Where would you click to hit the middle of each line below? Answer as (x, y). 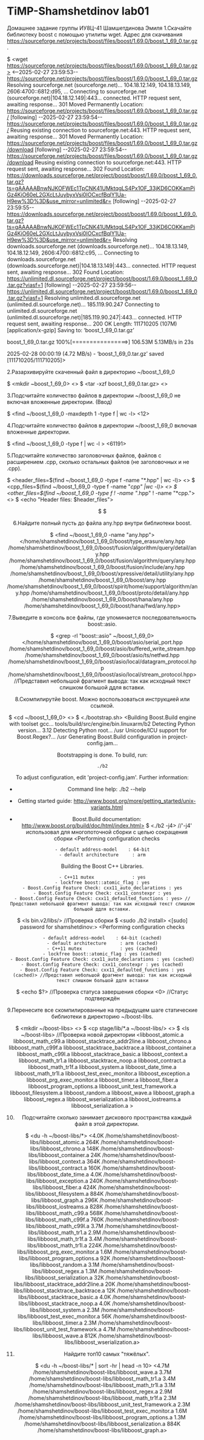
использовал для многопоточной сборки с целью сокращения (107, 832)
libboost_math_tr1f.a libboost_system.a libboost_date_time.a (102, 1066)
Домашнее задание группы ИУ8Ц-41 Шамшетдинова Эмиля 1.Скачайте (100, 28)
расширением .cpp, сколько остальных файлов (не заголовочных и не (98, 462)
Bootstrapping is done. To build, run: (102, 755)
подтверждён (102, 998)
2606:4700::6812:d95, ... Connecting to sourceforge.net (77, 91)
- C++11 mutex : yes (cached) (102, 949)
